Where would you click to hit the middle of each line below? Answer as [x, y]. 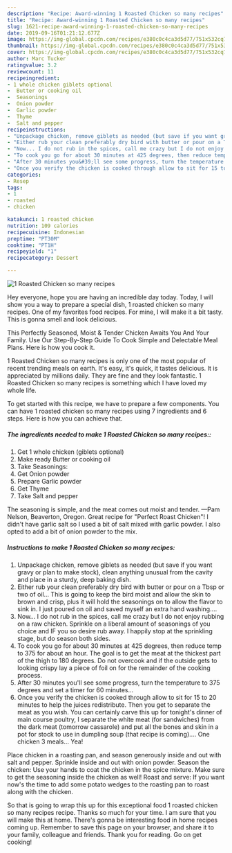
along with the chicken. [40, 791]
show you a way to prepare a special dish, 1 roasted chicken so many [106, 305]
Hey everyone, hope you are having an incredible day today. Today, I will [110, 297]
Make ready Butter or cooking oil [64, 459]
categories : [24, 175]
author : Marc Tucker [37, 59]
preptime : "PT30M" [33, 239]
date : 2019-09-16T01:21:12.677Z [54, 33]
